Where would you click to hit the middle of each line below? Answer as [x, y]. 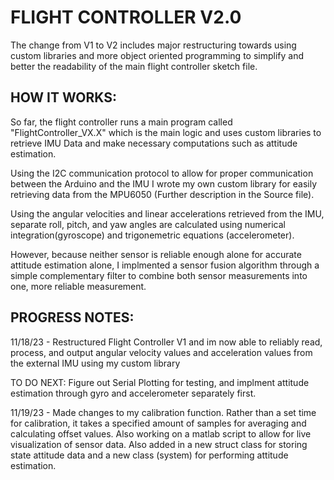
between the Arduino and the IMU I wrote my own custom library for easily [164, 183]
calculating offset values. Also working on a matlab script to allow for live [161, 433]
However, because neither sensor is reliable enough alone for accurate [156, 254]
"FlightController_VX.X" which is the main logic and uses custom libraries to [166, 132]
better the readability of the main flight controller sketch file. [134, 66]
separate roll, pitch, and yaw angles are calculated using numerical [148, 224]
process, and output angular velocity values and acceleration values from [161, 352]
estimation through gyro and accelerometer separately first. [133, 393]
